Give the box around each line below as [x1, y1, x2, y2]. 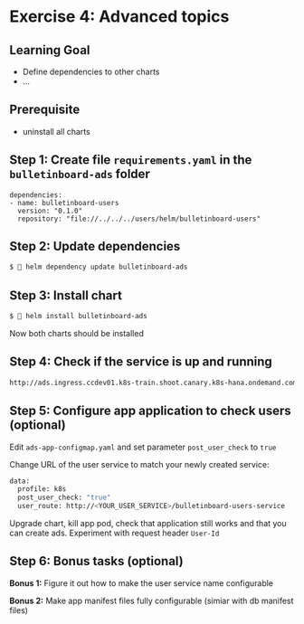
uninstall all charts [22, 126, 90, 137]
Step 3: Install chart [9, 288, 122, 303]
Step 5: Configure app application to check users [9, 403, 291, 419]
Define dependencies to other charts [22, 66, 160, 77]
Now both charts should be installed [9, 328, 145, 338]
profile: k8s [17, 485, 67, 494]
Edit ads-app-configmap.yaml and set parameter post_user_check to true [9, 441, 277, 452]
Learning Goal [9, 43, 90, 58]
